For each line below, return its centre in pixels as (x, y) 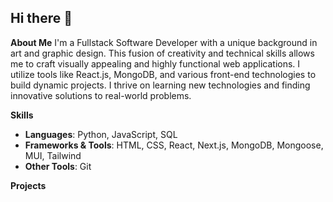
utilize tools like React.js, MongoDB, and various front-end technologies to (163, 74)
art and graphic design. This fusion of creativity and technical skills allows (162, 53)
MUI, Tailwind (53, 155)
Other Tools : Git (58, 166)
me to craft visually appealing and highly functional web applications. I (155, 63)
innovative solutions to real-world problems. (101, 95)
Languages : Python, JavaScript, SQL (101, 134)
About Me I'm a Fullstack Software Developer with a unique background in (164, 42)
